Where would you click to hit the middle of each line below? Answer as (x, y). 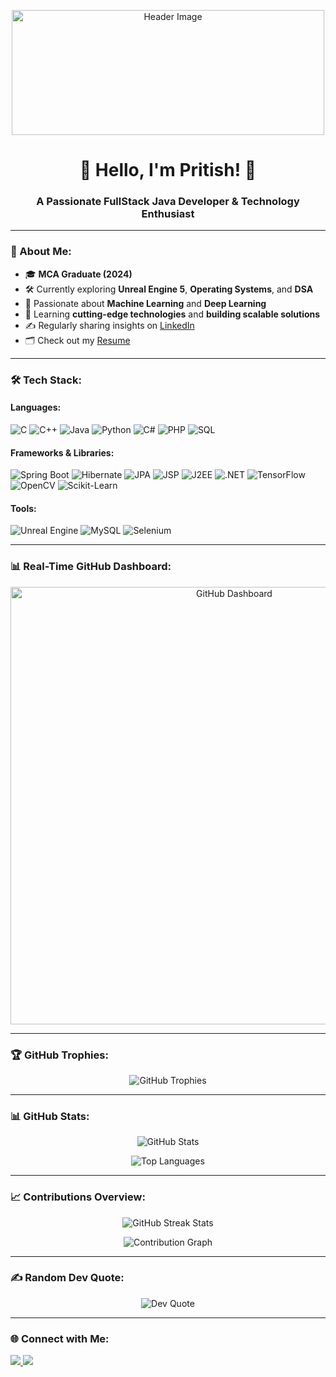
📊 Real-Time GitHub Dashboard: (91, 567)
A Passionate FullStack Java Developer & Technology (168, 202)
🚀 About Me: (41, 252)
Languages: (36, 407)
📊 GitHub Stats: (50, 1116)
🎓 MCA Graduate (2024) (78, 274)
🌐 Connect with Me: (60, 1338)
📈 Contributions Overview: (78, 1197)
